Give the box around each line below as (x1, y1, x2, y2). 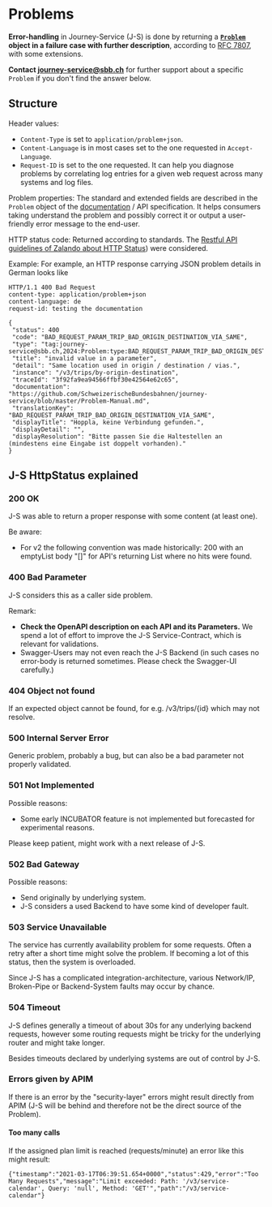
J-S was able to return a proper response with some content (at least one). (8, 511, 258, 521)
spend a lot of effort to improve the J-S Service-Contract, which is (19, 630, 242, 640)
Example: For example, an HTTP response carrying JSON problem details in (8, 259, 261, 269)
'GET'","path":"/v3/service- (131, 1184, 230, 1193)
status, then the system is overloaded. (8, 957, 136, 967)
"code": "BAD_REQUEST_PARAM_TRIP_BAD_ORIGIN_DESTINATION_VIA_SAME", (11, 333, 249, 341)
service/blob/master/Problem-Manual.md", (8, 397, 151, 405)
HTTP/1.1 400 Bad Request (8, 283, 96, 291)
